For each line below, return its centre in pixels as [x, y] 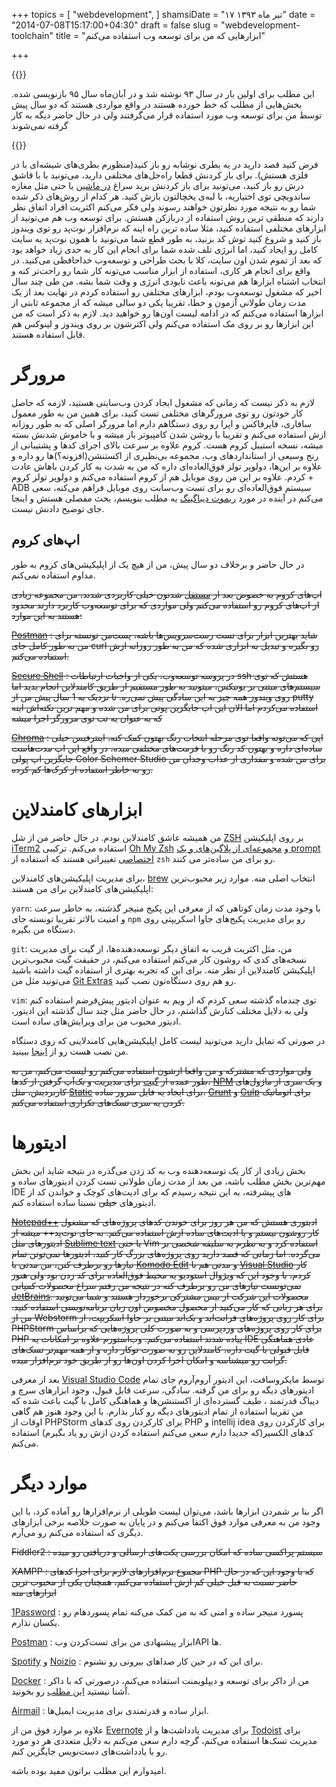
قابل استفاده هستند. [48, 334]
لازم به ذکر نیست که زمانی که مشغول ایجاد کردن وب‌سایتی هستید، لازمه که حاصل [163, 402]
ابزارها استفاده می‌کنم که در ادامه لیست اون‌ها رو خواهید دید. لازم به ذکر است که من [167, 313]
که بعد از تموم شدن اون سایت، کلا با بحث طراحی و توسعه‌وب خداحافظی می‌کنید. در [167, 260]
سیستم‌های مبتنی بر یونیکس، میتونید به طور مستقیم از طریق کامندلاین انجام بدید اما [166, 686]
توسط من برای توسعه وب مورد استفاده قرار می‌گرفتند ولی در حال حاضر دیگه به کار [167, 115]
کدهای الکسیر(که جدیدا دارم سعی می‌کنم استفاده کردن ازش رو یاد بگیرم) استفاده [162, 1432]
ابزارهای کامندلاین [77, 809]
